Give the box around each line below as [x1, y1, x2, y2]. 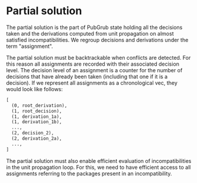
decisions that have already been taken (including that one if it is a [6, 73, 168, 80]
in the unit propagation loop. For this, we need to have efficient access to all [6, 163, 191, 171]
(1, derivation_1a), [11, 114, 62, 120]
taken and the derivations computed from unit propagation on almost [6, 30, 174, 37]
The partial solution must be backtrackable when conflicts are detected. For [6, 54, 191, 61]
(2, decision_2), [11, 130, 54, 136]
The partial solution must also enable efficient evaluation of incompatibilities [6, 157, 192, 164]
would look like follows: [6, 85, 63, 92]
